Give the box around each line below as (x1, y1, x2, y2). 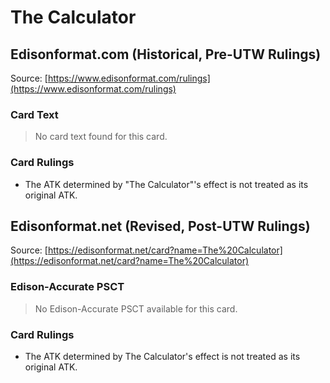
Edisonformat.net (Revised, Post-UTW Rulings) (10, 217, 311, 235)
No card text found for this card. (34, 131, 168, 143)
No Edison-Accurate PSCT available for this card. (34, 302, 238, 315)
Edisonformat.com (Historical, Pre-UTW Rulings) (10, 46, 322, 63)
